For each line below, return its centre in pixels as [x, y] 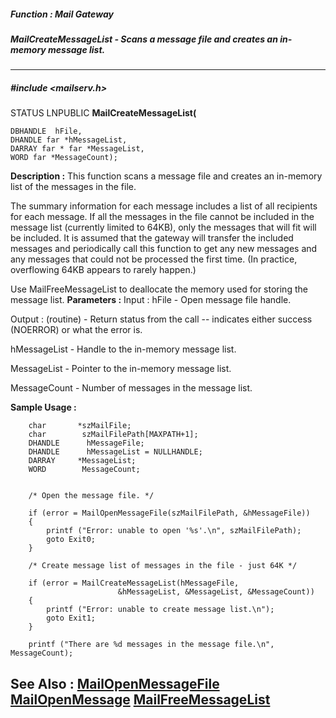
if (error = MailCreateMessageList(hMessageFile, [134, 583]
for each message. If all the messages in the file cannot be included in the [162, 217]
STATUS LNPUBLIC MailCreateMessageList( [103, 113]
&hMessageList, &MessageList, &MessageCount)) [216, 592]
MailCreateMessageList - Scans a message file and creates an [144, 39]
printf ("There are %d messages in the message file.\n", [151, 645]
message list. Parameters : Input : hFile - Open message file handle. [151, 300]
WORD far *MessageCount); [64, 158]
